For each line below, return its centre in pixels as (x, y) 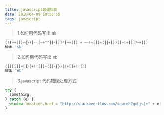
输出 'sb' (14, 47)
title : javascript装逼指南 (31, 10)
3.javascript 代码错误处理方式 (47, 81)
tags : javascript (23, 19)
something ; (21, 94)
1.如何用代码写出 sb (37, 33)
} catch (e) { (20, 99)
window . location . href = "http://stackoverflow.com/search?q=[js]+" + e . (85, 104)
